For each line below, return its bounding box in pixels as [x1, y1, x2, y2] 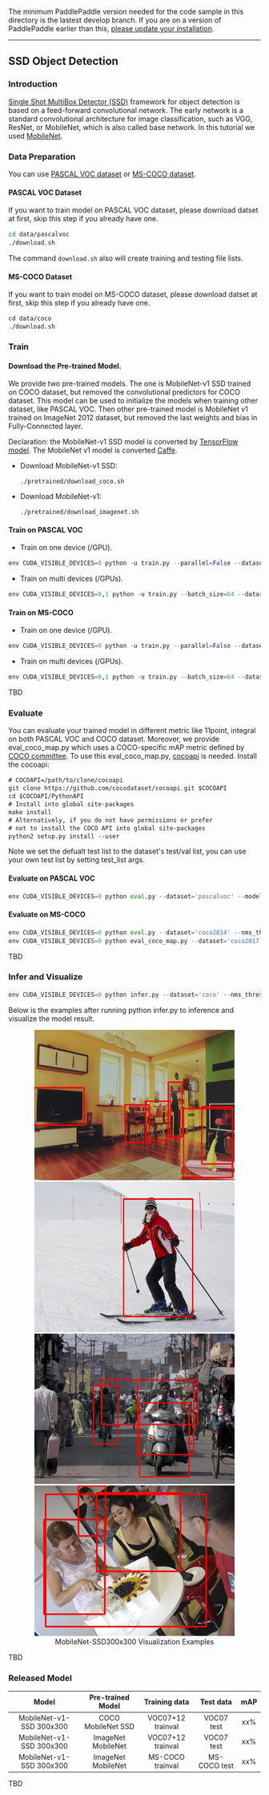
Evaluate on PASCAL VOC [8, 873, 95, 883]
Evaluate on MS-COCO [8, 910, 86, 919]
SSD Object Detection [8, 55, 118, 68]
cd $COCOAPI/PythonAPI [8, 792, 84, 800]
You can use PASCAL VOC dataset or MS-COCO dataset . [8, 168, 196, 179]
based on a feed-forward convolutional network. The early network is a [8, 105, 244, 115]
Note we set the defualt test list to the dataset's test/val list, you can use [8, 846, 247, 857]
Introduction [8, 79, 58, 90]
